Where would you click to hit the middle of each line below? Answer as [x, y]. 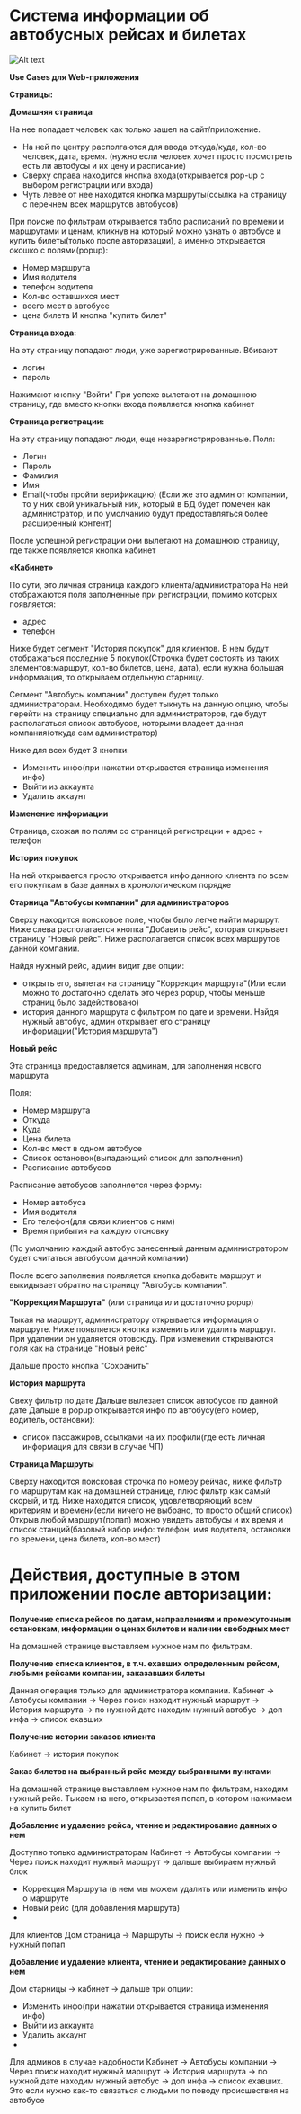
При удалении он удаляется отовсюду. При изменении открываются [142, 1338]
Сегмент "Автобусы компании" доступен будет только [114, 694]
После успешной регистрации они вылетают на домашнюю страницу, [145, 540]
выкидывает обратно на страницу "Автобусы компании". [119, 1284]
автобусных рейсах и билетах [128, 35]
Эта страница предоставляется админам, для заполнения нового [136, 1065]
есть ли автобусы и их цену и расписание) [104, 165]
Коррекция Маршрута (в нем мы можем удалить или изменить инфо [155, 1888]
